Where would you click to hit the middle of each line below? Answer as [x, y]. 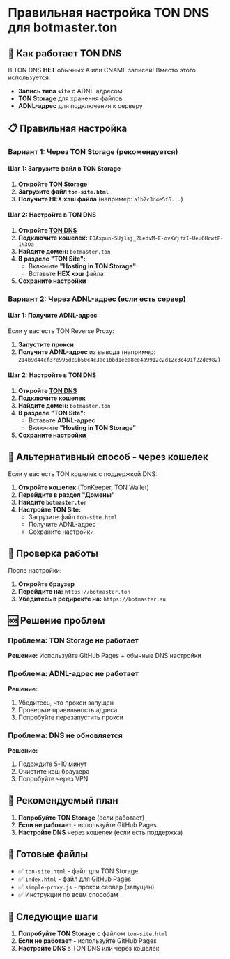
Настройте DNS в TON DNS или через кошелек [89, 949]
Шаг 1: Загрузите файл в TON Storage [64, 168]
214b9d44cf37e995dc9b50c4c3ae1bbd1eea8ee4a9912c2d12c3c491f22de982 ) [119, 359]
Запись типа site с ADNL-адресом [70, 91]
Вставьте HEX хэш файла [66, 273]
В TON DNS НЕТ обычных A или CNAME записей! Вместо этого [102, 70]
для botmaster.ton [63, 28]
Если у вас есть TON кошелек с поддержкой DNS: [83, 474]
